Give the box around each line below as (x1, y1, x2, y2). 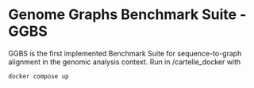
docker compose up (8, 72, 69, 80)
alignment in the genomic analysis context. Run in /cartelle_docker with (8, 57, 241, 67)
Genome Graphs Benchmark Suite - (8, 6, 247, 24)
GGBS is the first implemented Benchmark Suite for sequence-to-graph (8, 48, 242, 58)
